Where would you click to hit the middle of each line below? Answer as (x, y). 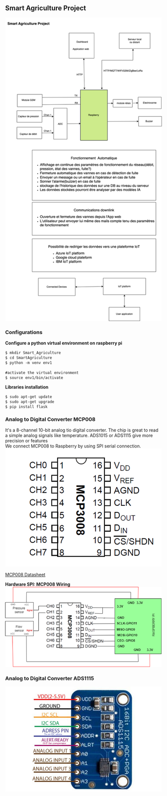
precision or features (27, 441)
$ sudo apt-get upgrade (30, 402)
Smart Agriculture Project (46, 8)
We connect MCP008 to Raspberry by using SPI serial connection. (73, 446)
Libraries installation (27, 387)
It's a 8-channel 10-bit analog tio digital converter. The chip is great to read (82, 430)
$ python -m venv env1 (29, 363)
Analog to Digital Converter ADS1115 (50, 679)
